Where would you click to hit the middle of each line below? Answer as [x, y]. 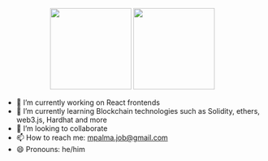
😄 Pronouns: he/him [50, 149]
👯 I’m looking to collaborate [62, 128]
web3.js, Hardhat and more [61, 120]
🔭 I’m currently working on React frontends [88, 102]
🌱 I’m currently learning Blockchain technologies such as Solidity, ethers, [138, 111]
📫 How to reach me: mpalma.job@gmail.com [92, 137]
